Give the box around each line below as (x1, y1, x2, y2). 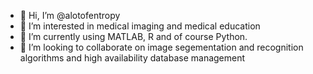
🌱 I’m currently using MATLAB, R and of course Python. (19, 31, 248, 42)
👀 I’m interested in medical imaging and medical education (19, 20, 261, 32)
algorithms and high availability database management (19, 52, 246, 64)
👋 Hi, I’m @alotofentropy (19, 10, 121, 21)
